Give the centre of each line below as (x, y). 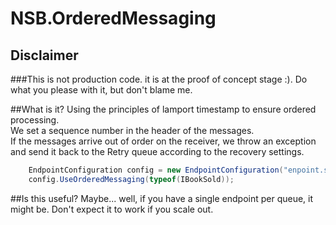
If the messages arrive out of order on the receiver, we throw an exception (163, 141)
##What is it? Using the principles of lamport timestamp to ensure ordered (163, 109)
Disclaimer (44, 55)
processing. (35, 120)
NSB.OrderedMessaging (113, 18)
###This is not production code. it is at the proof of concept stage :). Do (159, 79)
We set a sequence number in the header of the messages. (132, 130)
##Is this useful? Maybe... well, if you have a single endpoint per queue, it (162, 198)
